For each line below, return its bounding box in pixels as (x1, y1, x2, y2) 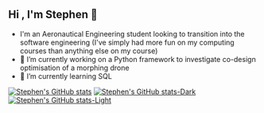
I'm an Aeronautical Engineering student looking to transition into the (19, 29, 245, 38)
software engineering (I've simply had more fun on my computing (19, 37, 235, 47)
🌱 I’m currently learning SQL (19, 71, 113, 80)
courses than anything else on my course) (19, 45, 158, 56)
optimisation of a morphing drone (19, 63, 130, 72)
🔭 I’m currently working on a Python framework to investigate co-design (19, 54, 256, 64)
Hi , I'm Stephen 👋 (8, 8, 98, 21)
